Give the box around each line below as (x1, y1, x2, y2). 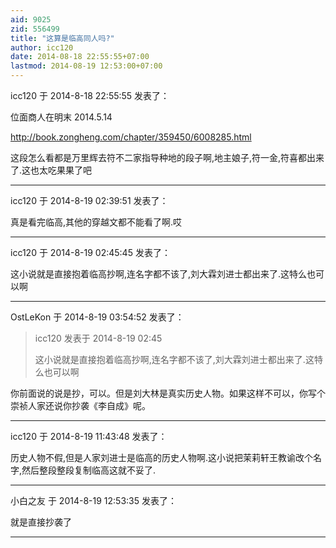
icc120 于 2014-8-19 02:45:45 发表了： (10, 247, 171, 258)
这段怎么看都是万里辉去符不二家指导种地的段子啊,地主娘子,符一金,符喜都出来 (10, 152, 325, 163)
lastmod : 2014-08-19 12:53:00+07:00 (10, 61, 163, 71)
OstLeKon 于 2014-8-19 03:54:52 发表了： (10, 311, 185, 323)
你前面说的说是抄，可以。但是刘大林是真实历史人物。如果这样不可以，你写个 (10, 387, 326, 399)
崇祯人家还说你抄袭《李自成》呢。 (10, 400, 151, 411)
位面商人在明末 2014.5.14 (10, 111, 113, 123)
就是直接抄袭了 (10, 516, 72, 528)
